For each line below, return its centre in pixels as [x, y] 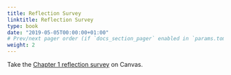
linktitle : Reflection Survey [51, 20]
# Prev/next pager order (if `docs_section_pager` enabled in [98, 39]
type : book [23, 26]
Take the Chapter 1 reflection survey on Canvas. [75, 64]
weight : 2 [21, 45]
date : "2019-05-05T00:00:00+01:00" [58, 32]
